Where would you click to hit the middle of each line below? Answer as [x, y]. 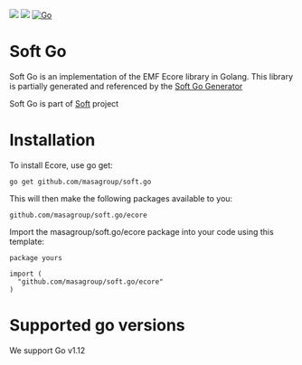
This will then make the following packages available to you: [121, 198]
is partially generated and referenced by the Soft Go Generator [126, 86]
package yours [36, 257]
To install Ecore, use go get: [61, 165]
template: [27, 241]
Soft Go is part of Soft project [64, 103]
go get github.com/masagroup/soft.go [80, 182]
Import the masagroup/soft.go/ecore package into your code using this [142, 231]
